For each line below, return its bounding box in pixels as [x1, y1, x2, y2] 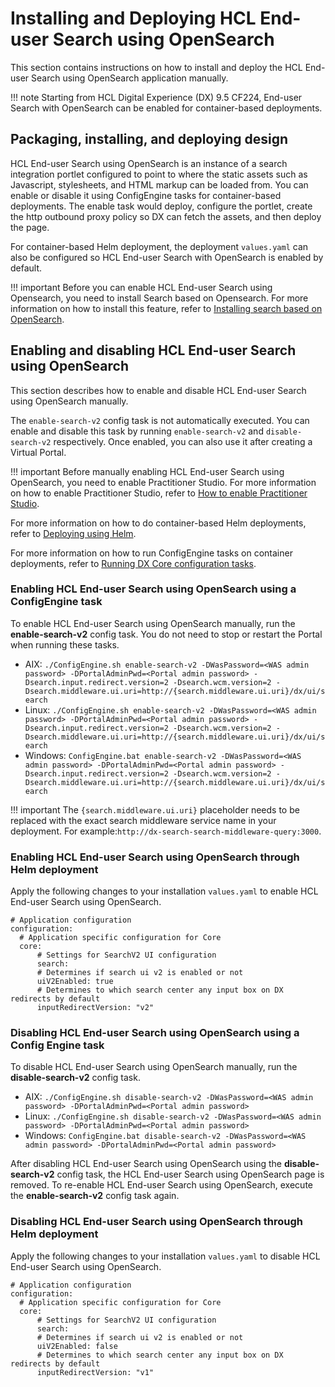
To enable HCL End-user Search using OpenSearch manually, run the [10, 617, 296, 629]
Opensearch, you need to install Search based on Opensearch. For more [10, 292, 309, 304]
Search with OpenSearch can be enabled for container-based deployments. [10, 102, 323, 114]
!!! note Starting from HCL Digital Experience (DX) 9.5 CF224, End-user [10, 91, 303, 103]
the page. [10, 221, 50, 233]
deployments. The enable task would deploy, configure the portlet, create [10, 200, 313, 212]
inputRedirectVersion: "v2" [36, 1003, 155, 1013]
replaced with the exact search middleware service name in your [10, 814, 277, 826]
